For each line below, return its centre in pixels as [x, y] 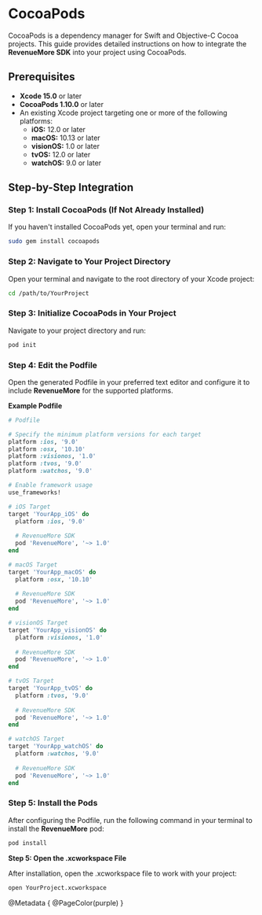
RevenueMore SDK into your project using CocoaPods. [97, 52]
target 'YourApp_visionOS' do [58, 630]
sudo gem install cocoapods [54, 242]
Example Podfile [35, 405]
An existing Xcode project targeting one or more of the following [123, 113]
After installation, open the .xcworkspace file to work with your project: [123, 873]
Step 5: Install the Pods [53, 803]
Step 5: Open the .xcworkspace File [67, 858]
